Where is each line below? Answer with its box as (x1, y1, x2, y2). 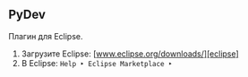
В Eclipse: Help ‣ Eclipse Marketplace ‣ (21, 57, 173, 68)
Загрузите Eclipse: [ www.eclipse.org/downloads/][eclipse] (21, 48, 239, 59)
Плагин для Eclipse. (8, 30, 83, 41)
